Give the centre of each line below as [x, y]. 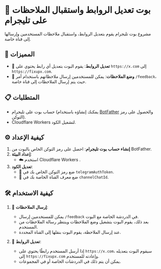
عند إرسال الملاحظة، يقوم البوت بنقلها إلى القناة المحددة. [70, 232]
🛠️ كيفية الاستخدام [29, 193]
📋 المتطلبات [22, 98]
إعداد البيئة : [22, 154]
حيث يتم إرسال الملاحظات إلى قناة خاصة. [49, 81]
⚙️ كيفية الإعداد [24, 137]
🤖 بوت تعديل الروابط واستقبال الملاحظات [78, 10]
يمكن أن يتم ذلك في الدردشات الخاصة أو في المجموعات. [70, 261]
